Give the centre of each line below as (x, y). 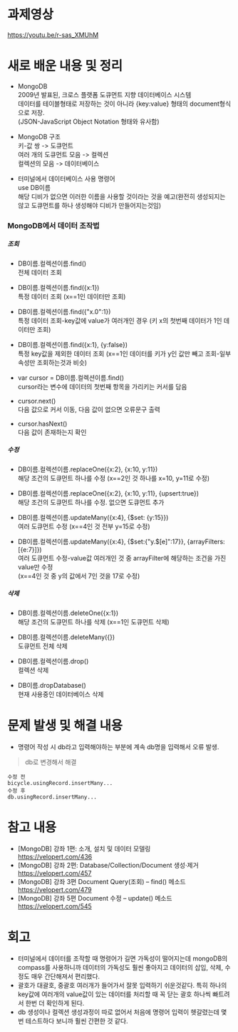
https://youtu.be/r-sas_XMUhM (53, 35)
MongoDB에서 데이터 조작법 (53, 226)
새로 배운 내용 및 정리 (65, 66)
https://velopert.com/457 (55, 873)
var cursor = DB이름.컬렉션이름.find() (71, 377)
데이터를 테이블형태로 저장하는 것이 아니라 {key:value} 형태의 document (118, 104)
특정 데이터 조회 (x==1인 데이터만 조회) (72, 296)
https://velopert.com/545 (55, 906)
